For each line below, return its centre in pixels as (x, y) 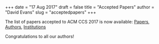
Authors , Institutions (26, 27)
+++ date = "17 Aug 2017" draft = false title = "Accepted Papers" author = (80, 7)
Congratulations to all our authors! (40, 36)
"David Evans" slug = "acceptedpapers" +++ (51, 12)
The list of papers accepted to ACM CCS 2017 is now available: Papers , (78, 22)
